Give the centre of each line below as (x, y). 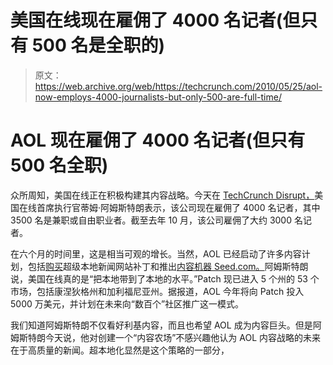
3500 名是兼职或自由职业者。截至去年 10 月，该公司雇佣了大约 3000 (151, 220)
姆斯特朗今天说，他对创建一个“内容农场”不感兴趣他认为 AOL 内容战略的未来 (166, 337)
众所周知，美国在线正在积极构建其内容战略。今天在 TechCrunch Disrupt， (162, 195)
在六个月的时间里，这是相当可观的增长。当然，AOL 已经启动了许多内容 (156, 253)
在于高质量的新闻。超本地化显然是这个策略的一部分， (120, 350)
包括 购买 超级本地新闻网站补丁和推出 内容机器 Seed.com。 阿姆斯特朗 (168, 266)
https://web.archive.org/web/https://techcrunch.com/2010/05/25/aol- (178, 86)
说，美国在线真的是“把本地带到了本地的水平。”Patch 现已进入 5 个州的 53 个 (165, 278)
